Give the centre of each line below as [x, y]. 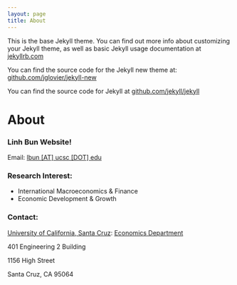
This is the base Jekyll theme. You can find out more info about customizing [118, 41]
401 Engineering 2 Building [47, 247]
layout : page [27, 14]
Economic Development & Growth [67, 199]
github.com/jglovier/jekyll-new [52, 77]
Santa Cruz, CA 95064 [41, 274]
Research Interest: [40, 176]
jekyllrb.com [26, 56]
